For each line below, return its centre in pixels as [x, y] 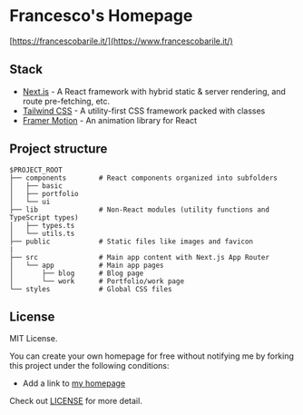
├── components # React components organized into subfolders [144, 178]
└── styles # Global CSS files [91, 289]
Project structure [59, 149]
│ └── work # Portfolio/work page [97, 281]
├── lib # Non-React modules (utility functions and [140, 210]
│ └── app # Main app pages [87, 265]
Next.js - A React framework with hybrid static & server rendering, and [154, 91]
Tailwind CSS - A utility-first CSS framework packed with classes [144, 111]
